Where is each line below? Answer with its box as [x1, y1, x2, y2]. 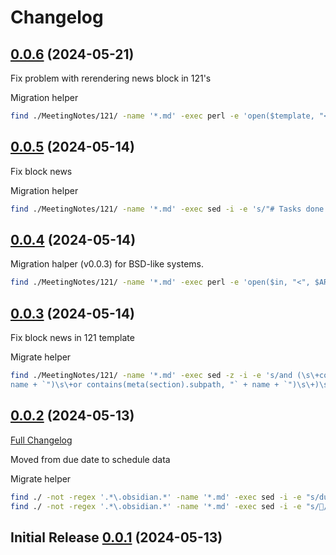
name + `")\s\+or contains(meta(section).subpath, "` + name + [10, 379, 280, 390]
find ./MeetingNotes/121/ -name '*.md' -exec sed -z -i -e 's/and [10, 371, 293, 381]
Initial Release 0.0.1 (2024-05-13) [10, 529, 223, 546]
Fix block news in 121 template [10, 332, 135, 344]
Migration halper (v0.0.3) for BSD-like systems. [10, 258, 205, 270]
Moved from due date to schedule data [10, 453, 171, 465]
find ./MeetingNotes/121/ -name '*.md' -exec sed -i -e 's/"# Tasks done [10, 204, 325, 214]
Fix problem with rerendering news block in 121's [10, 72, 212, 84]
